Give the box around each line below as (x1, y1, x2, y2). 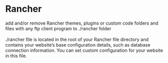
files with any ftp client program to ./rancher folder (5, 25, 111, 31)
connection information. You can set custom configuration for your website (5, 47, 163, 53)
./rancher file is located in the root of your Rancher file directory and (5, 36, 149, 43)
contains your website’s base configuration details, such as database (5, 41, 151, 48)
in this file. (5, 52, 27, 59)
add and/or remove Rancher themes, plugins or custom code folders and (5, 20, 158, 26)
